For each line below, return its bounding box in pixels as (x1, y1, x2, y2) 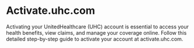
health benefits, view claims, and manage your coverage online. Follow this (6, 29, 187, 36)
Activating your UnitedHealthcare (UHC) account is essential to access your (6, 23, 189, 30)
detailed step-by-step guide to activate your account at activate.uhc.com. (6, 35, 183, 42)
